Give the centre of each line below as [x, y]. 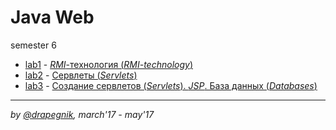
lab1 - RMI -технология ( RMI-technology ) [109, 64]
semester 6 [33, 45]
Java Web [52, 17]
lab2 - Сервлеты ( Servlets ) [81, 75]
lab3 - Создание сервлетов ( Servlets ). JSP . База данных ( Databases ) [171, 85]
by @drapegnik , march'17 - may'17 [82, 114]
